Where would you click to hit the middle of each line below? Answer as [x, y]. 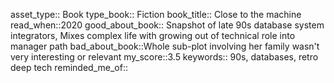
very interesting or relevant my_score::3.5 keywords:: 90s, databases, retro [164, 57]
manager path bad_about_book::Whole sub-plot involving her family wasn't [165, 46]
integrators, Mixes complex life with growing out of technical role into [153, 35]
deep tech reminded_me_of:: [69, 67]
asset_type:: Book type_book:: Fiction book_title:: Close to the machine [156, 14]
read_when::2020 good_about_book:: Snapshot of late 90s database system [167, 25]
